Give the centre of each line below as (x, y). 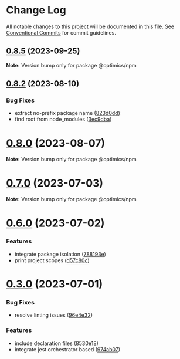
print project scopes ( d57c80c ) (52, 260)
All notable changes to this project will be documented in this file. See (90, 26)
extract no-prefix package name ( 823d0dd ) (67, 113)
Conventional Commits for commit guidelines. (61, 32)
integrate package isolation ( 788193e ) (60, 254)
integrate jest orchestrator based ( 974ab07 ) (67, 349)
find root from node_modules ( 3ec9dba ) (63, 119)
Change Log (36, 10)
